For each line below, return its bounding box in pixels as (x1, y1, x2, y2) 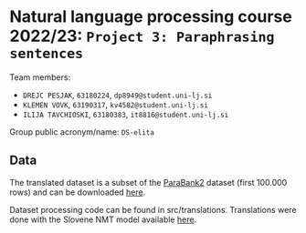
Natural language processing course (9, 6, 292, 27)
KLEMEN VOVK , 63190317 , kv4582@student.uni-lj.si (22, 98, 208, 110)
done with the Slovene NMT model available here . (9, 214, 197, 225)
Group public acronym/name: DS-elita (9, 126, 155, 137)
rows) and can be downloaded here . (9, 187, 146, 198)
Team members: (9, 71, 71, 83)
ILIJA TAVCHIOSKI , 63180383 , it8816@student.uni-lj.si (22, 108, 229, 119)
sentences (9, 46, 84, 63)
